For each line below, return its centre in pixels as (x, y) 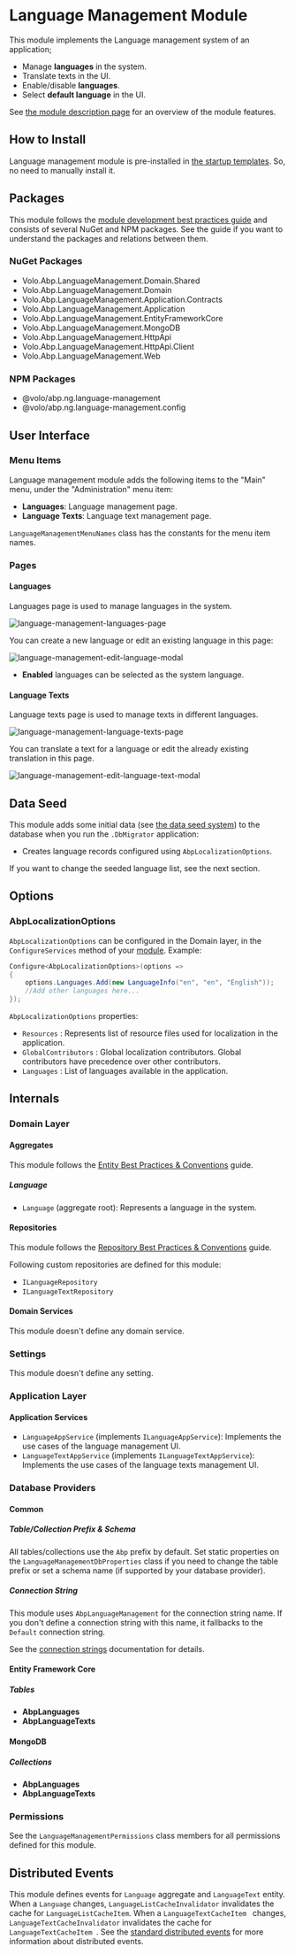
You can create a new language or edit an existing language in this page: (141, 640)
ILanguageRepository (60, 1282)
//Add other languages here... (83, 991)
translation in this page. (52, 759)
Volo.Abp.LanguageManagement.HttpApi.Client (108, 346)
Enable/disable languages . (71, 85)
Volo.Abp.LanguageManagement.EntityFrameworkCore (122, 318)
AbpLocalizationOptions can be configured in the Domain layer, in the (136, 940)
